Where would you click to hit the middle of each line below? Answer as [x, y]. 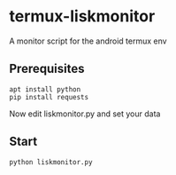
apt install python [45, 89]
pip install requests [49, 97]
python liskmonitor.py [51, 162]
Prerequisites [47, 69]
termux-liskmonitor [82, 16]
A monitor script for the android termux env [88, 41]
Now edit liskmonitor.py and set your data [85, 114]
